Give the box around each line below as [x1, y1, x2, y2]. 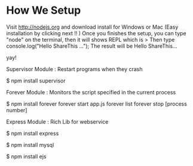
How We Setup [6, 4, 81, 17]
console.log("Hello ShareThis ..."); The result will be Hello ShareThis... [6, 42, 177, 50]
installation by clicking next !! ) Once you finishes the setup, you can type [6, 29, 186, 36]
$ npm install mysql [6, 141, 54, 148]
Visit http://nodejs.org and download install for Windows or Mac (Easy [6, 23, 179, 30]
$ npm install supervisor [6, 77, 66, 84]
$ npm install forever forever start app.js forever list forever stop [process [6, 100, 187, 107]
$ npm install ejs [6, 153, 47, 160]
